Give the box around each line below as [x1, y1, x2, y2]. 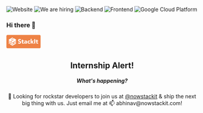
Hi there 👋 [6, 21, 36, 29]
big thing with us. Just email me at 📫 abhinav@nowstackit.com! [22, 99, 182, 106]
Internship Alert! [70, 60, 134, 70]
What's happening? [76, 77, 128, 84]
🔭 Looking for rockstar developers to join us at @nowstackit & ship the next [8, 92, 196, 100]
